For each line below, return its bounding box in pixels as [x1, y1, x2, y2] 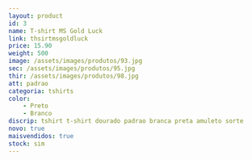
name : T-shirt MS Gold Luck [8, 27, 103, 35]
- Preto [23, 102, 48, 110]
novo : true [8, 124, 45, 133]
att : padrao [8, 79, 48, 87]
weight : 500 [8, 49, 48, 57]
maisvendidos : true [8, 132, 74, 140]
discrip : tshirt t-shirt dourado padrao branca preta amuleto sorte [8, 117, 244, 125]
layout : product [8, 11, 63, 20]
